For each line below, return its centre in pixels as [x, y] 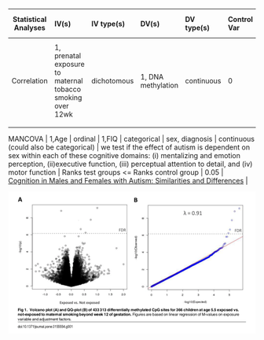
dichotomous [113, 81]
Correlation [30, 81]
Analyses [29, 28]
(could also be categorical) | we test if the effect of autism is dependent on [129, 147]
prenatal [68, 56]
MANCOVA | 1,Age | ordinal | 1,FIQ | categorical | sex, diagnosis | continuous [132, 139]
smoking [68, 98]
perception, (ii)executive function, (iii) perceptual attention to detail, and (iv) [130, 164]
